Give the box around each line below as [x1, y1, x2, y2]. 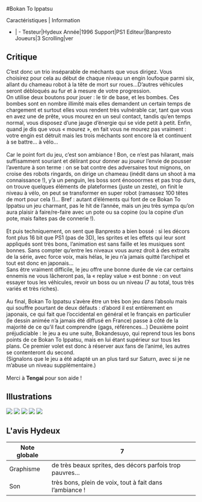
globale [16, 451, 39, 459]
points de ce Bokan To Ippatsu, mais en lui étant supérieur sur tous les [6, 336, 180, 343]
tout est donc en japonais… [6, 259, 74, 267]
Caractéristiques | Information [6, 17, 81, 23]
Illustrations [6, 392, 52, 402]
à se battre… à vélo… [6, 138, 58, 145]
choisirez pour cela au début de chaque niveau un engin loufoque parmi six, [6, 74, 195, 82]
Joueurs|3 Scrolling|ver [14, 35, 73, 41]
